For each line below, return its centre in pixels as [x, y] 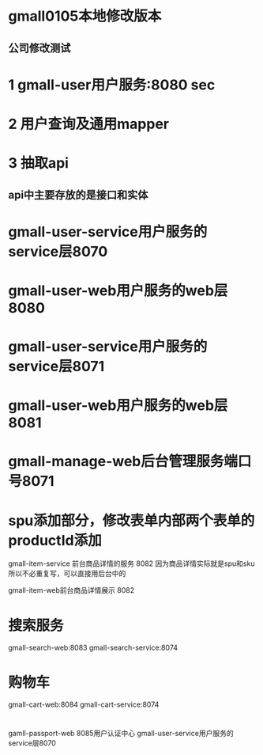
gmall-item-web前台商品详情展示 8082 [71, 590]
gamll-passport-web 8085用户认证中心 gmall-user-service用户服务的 [121, 734]
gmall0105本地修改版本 [85, 16]
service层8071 [56, 367]
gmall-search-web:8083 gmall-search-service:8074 [93, 648]
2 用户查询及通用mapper [89, 124]
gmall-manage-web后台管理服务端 [123, 462]
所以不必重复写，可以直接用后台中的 [67, 574]
